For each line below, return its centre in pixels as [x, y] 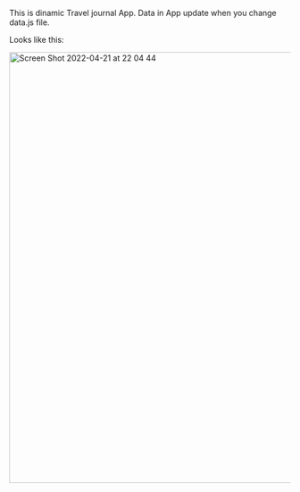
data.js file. [29, 22]
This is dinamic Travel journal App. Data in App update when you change [143, 13]
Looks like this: [37, 40]
